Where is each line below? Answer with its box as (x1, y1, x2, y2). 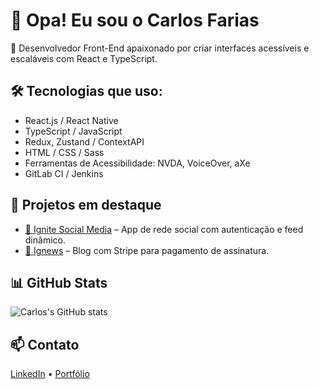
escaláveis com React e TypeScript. (10, 52, 158, 64)
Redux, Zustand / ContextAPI (24, 135, 145, 148)
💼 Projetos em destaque (10, 197, 162, 214)
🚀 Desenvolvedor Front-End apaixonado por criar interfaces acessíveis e (10, 42, 310, 54)
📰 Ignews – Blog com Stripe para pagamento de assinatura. (24, 244, 270, 256)
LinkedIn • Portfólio (10, 368, 90, 380)
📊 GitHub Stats (10, 274, 108, 291)
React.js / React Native (24, 114, 119, 126)
